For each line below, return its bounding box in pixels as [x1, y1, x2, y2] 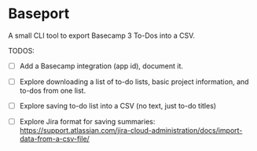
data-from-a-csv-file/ [19, 134, 90, 144]
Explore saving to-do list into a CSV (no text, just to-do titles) [19, 101, 217, 111]
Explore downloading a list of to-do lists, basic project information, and [19, 77, 249, 87]
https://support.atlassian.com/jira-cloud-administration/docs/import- [19, 126, 243, 135]
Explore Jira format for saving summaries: [19, 117, 156, 127]
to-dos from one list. [19, 86, 86, 95]
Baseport [8, 5, 70, 23]
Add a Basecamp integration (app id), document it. [19, 61, 183, 71]
